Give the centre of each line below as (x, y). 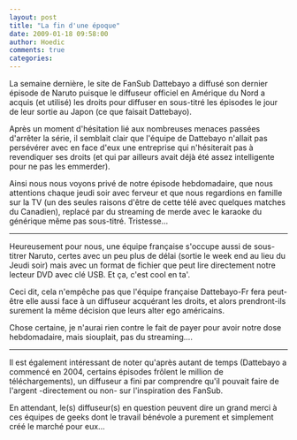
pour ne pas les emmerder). (60, 166)
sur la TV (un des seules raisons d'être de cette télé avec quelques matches (147, 202)
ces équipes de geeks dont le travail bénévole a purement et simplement (141, 417)
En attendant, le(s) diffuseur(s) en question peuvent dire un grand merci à (143, 408)
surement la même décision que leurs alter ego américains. (117, 311)
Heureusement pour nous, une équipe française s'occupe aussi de (130, 247)
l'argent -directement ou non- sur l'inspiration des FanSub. (116, 391)
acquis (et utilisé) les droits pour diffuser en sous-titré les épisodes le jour (144, 102)
